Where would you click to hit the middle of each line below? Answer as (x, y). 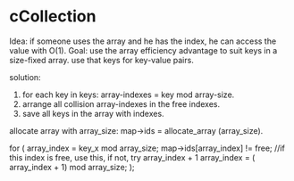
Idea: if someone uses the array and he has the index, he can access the (143, 41)
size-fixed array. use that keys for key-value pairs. (101, 60)
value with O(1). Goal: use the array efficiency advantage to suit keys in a (143, 50)
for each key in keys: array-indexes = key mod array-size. (128, 95)
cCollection (53, 16)
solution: (25, 77)
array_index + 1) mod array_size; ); (72, 167)
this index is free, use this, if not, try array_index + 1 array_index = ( (132, 157)
